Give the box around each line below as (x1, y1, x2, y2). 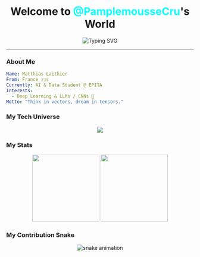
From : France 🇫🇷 (6, 77, 49, 83)
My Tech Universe (6, 112, 60, 121)
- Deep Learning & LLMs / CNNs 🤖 (11, 93, 95, 99)
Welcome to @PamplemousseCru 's (10, 5, 190, 18)
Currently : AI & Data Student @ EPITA (6, 82, 102, 88)
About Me (6, 57, 36, 65)
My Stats (6, 140, 33, 149)
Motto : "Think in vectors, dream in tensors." (6, 99, 124, 105)
